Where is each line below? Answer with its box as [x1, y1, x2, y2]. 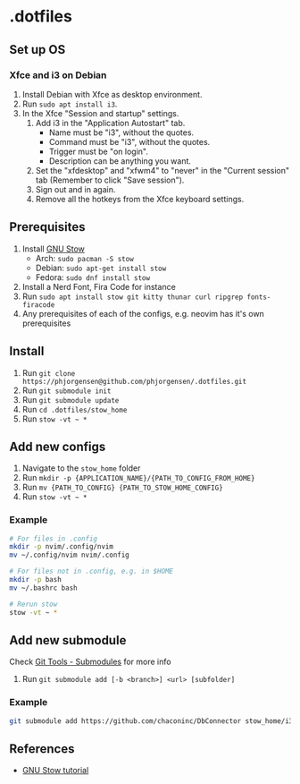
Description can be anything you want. [48, 155, 192, 166]
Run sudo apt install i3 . [21, 98, 118, 109]
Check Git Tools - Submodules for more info [9, 656, 171, 668]
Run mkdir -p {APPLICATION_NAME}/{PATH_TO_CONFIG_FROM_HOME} [21, 473, 255, 483]
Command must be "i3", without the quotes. [48, 136, 211, 147]
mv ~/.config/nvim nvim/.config [9, 550, 129, 560]
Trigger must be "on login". [48, 146, 149, 157]
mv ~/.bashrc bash [9, 584, 78, 592]
